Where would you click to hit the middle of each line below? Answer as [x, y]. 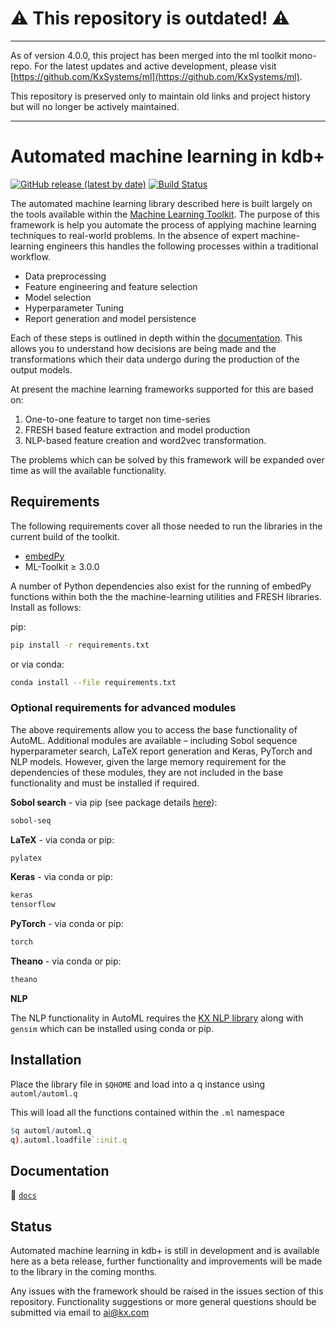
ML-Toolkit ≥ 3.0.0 [62, 566]
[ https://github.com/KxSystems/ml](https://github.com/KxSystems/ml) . [156, 76]
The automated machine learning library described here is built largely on [161, 203]
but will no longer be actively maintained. [95, 106]
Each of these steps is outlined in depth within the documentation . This [156, 338]
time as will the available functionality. [88, 470]
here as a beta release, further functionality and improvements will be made [166, 1261]
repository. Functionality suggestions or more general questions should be [163, 1302]
